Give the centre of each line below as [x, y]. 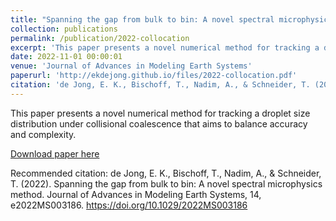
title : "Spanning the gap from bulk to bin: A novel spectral [142, 19]
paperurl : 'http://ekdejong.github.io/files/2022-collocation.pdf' [154, 76]
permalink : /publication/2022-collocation [100, 38]
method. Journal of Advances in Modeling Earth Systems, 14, [136, 194]
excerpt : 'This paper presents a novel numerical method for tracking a [165, 47]
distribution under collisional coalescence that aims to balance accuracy [159, 123]
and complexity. [43, 134]
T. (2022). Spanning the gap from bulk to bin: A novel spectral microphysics [166, 183]
